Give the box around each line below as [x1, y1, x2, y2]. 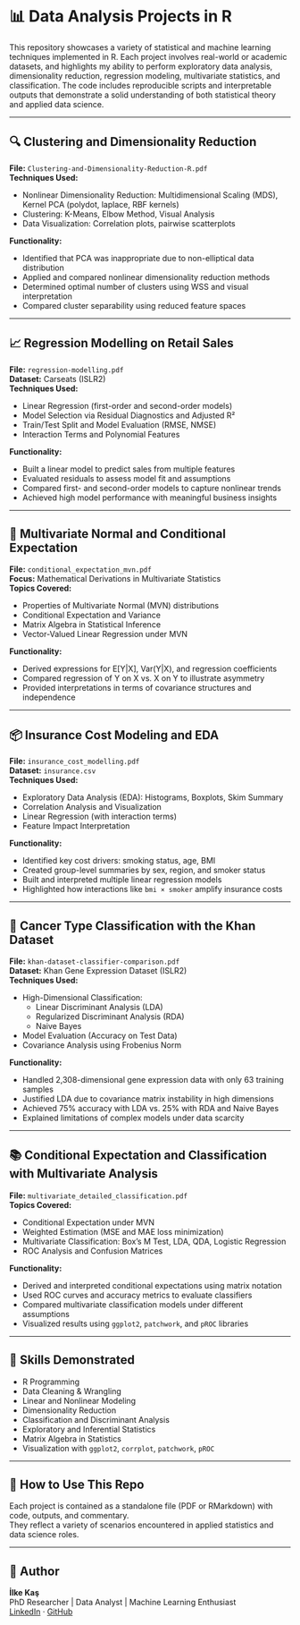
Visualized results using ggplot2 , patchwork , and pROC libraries [21, 1318, 249, 1329]
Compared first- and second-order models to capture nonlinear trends [21, 482, 281, 493]
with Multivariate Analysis [9, 1166, 159, 1181]
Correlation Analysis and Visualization [21, 802, 162, 812]
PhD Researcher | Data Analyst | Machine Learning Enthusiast [9, 1597, 237, 1608]
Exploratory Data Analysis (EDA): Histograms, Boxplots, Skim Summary [21, 792, 284, 803]
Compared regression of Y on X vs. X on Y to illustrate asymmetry [21, 673, 265, 684]
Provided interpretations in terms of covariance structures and [21, 683, 252, 693]
